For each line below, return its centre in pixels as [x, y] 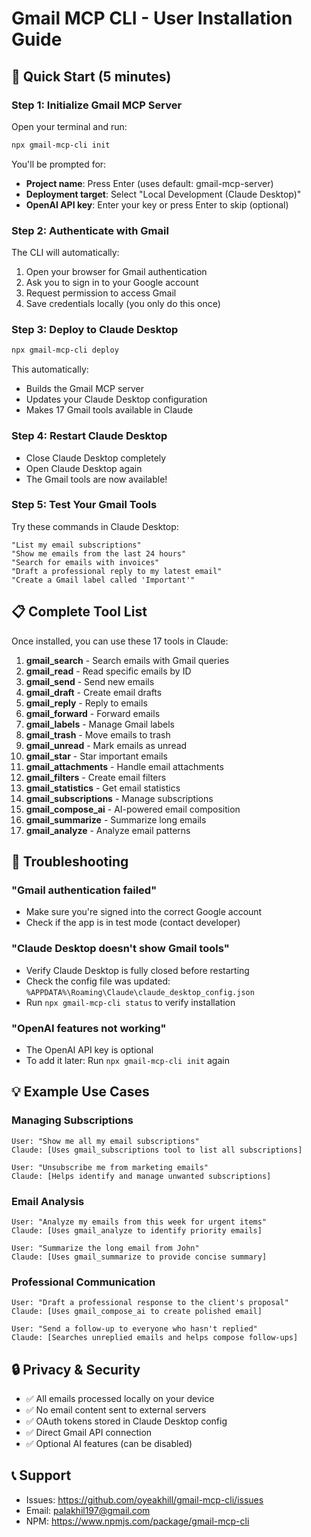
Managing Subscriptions [72, 1120]
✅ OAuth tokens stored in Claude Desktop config [126, 1421]
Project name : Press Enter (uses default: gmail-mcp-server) [149, 183]
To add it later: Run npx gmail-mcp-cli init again [127, 1060]
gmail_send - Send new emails [90, 681]
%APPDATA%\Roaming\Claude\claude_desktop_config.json [140, 992]
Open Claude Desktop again [84, 468]
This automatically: [50, 369]
